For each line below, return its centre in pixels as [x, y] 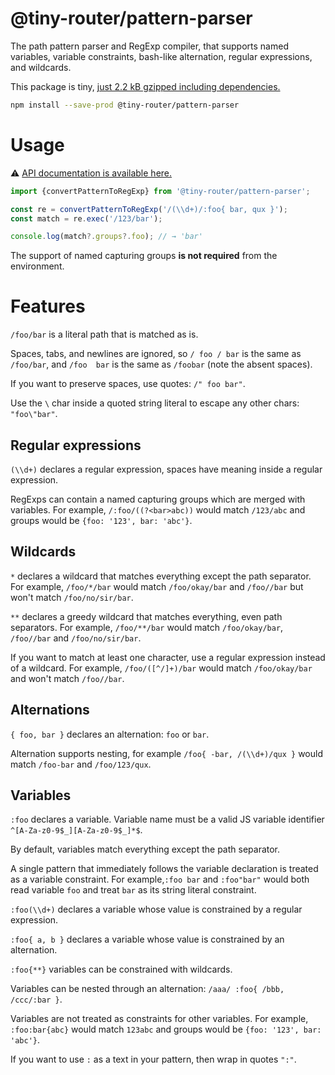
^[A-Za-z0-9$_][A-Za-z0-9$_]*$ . [76, 830]
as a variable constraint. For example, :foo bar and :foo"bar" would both [160, 879]
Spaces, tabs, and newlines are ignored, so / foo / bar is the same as [156, 354]
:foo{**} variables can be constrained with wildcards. [121, 969]
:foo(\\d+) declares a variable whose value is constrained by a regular [156, 909]
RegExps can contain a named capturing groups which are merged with [158, 499]
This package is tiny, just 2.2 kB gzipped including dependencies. [145, 86]
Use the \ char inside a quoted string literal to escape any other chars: [155, 403]
